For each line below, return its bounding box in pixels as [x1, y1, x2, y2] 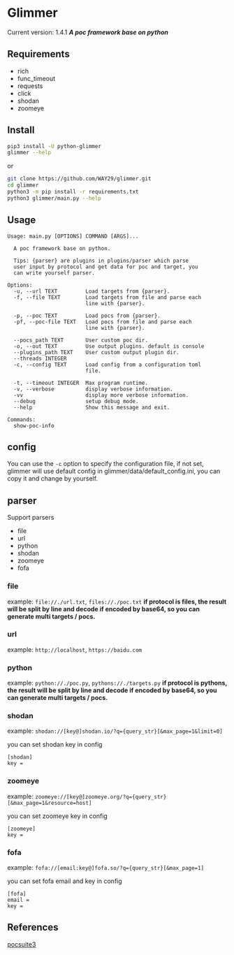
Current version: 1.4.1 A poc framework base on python [7, 28, 169, 36]
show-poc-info [13, 422, 54, 429]
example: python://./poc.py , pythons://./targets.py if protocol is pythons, [7, 679, 228, 687]
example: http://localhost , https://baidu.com [7, 645, 142, 654]
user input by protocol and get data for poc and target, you [13, 263, 198, 270]
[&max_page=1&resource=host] [7, 799, 92, 806]
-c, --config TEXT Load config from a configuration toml [13, 361, 201, 368]
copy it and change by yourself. [7, 474, 98, 483]
